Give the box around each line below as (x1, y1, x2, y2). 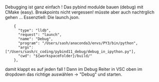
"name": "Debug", (18, 36, 53, 41)
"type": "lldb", (18, 28, 51, 33)
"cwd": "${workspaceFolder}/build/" (18, 53, 92, 58)
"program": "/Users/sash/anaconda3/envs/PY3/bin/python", (18, 41, 138, 46)
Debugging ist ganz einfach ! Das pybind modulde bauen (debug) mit (5, 4, 143, 10)
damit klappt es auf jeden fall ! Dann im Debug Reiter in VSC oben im (5, 66, 142, 72)
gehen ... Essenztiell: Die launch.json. (5, 15, 80, 20)
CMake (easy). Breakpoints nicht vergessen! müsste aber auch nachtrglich (5, 9, 155, 15)
